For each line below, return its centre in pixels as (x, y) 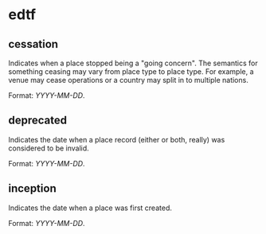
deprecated (38, 121)
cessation (33, 44)
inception (33, 189)
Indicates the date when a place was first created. (90, 208)
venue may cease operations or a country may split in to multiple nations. (128, 80)
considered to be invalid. (49, 148)
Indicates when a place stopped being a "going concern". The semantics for (133, 63)
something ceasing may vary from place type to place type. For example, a (131, 72)
